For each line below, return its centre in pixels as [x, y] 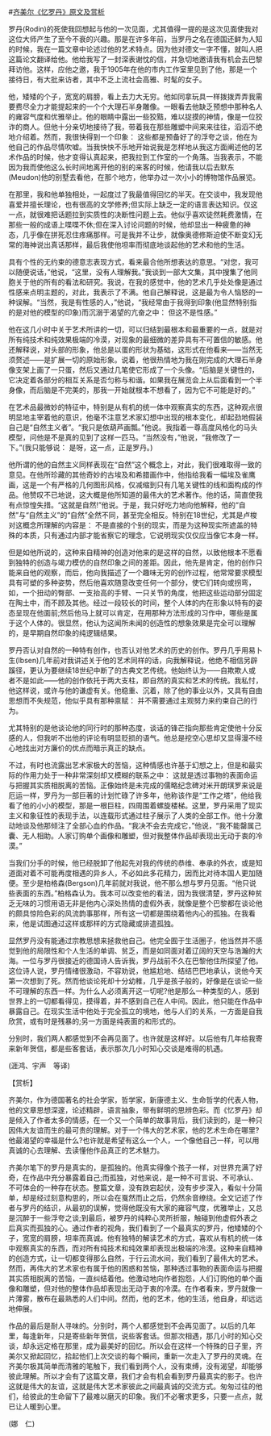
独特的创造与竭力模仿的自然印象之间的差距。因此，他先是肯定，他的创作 [135, 562]
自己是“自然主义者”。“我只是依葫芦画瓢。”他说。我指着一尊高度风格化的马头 [133, 427]
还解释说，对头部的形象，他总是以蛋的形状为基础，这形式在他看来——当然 [132, 350]
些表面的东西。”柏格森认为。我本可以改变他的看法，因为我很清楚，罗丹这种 [132, 893]
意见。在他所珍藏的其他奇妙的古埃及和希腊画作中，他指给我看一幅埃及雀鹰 [132, 475]
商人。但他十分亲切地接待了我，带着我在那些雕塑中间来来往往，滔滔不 [139, 127]
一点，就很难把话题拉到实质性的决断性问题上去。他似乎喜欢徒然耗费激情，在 [135, 215]
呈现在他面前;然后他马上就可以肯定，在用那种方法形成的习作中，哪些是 [133, 613]
